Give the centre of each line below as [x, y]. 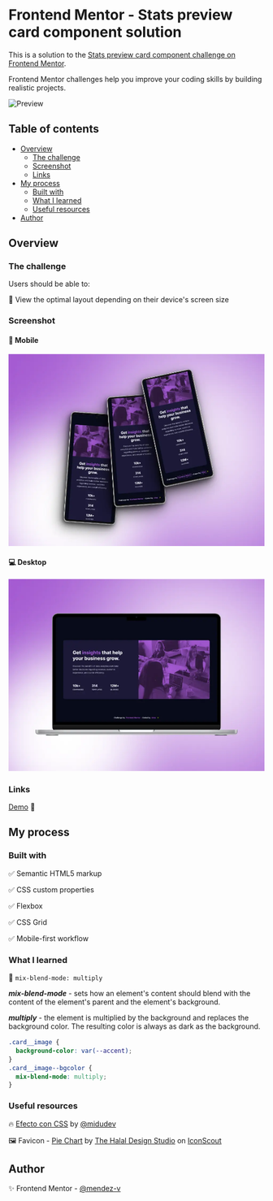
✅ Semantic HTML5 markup [55, 873]
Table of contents [54, 129]
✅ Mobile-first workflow [49, 938]
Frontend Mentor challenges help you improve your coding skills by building [135, 79]
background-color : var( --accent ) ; [74, 1051]
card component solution [95, 32]
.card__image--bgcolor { [50, 1068]
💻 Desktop [28, 562]
